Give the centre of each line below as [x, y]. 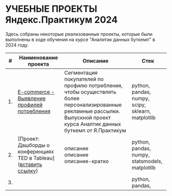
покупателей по [84, 79]
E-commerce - [36, 92]
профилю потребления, [93, 85]
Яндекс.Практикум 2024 [61, 20]
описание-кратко [87, 161]
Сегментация [81, 72]
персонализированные [93, 105]
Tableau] [44, 158]
